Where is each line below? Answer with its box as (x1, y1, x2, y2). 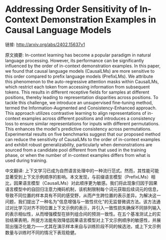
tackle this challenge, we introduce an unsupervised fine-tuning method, (5, 99, 153, 105)
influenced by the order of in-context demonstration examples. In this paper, (5, 63, 161, 69)
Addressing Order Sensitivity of (5, 3, 138, 15)
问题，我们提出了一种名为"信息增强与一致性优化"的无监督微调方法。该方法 (5, 198, 157, 204)
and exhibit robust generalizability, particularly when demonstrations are (5, 142, 153, 147)
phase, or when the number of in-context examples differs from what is (5, 152, 151, 158)
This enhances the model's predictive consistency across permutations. (5, 126, 152, 132)
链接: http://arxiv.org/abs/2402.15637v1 (5, 41, 85, 48)
